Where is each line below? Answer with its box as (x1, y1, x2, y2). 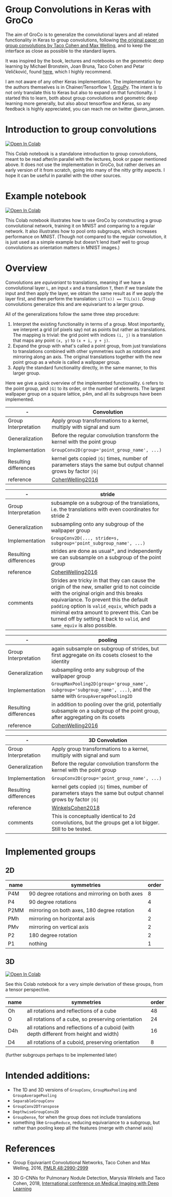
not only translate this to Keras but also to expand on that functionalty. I (5, 89, 156, 95)
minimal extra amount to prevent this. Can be (51, 609, 159, 616)
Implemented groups (5, 845, 96, 857)
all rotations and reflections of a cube (27, 1007, 117, 1014)
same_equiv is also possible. (51, 622, 117, 629)
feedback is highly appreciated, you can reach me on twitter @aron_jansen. (5, 106, 165, 112)
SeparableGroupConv (12, 1098, 55, 1104)
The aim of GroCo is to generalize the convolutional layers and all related (5, 31, 159, 37)
